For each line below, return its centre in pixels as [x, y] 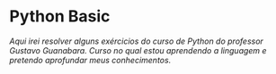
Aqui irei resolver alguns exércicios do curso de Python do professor [136, 41]
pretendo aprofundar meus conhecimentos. [90, 60]
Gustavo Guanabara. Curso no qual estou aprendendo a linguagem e [138, 50]
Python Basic [60, 16]
